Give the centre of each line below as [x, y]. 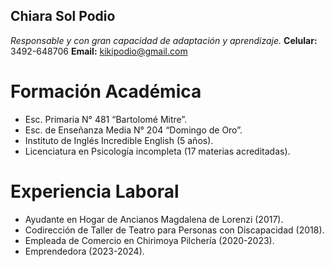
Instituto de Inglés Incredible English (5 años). [119, 140]
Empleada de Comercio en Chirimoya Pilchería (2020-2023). [149, 240]
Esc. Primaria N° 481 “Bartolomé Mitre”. [106, 119]
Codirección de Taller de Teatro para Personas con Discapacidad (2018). [174, 230]
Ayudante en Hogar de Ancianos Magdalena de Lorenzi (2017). [154, 219]
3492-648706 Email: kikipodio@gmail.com [99, 51]
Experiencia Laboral [95, 191]
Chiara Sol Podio [63, 16]
